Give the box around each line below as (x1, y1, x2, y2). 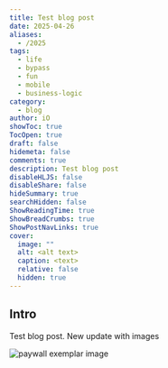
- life (17, 55, 42, 64)
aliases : (9, 30, 42, 39)
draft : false (9, 139, 59, 148)
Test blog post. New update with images (9, 330, 160, 341)
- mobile (17, 80, 51, 89)
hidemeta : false (9, 147, 70, 156)
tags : (9, 47, 30, 56)
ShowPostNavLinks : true (9, 223, 99, 232)
